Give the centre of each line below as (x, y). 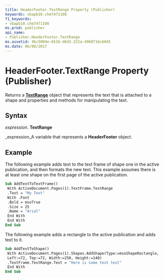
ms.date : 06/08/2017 (26, 46)
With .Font (18, 198)
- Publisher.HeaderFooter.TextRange (42, 37)
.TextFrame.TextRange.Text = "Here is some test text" (64, 262)
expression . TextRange (29, 127)
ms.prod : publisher (25, 28)
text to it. (14, 240)
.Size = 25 (18, 207)
